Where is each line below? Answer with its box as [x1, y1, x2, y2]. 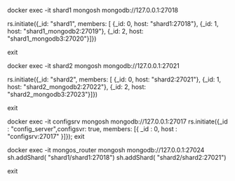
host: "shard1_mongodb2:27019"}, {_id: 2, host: [7, 27, 144, 35]
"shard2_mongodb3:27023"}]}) [7, 90, 98, 98]
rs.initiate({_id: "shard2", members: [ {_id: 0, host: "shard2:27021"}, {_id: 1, [7, 75, 221, 83]
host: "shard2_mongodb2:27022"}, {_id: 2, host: [7, 83, 146, 90]
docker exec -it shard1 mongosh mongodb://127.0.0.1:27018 [7, 6, 179, 14]
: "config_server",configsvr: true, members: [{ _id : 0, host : [7, 125, 177, 133]
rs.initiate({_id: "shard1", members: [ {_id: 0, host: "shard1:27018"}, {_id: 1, [7, 20, 219, 27]
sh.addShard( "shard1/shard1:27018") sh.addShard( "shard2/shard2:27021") [7, 154, 227, 161]
